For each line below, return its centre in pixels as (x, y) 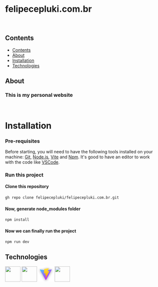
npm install (17, 220)
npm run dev (17, 242)
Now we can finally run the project (41, 231)
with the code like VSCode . (32, 162)
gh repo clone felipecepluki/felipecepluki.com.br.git (62, 198)
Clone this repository (27, 187)
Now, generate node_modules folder (43, 209)
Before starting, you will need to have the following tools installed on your (79, 151)
